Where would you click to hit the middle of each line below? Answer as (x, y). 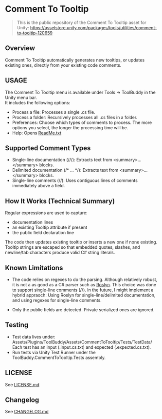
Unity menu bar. (21, 97)
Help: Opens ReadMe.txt (37, 133)
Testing (17, 325)
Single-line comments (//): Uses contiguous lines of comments (75, 180)
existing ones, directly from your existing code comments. (63, 65)
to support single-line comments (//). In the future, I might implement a (83, 290)
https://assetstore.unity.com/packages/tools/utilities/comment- (93, 27)
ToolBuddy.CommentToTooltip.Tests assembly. (59, 358)
